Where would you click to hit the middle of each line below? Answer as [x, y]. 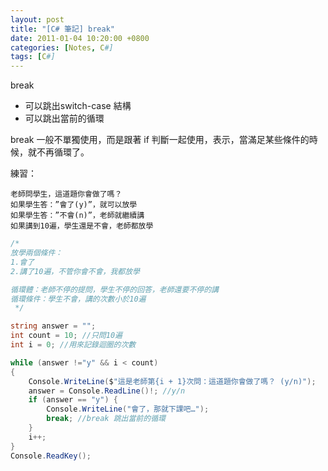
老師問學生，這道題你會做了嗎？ [66, 194]
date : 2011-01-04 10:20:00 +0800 [80, 38]
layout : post [37, 19]
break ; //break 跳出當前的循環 [106, 419]
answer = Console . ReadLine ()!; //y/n [107, 391]
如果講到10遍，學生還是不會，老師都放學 [82, 226]
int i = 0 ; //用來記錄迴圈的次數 [73, 345]
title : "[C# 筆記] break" [62, 29]
